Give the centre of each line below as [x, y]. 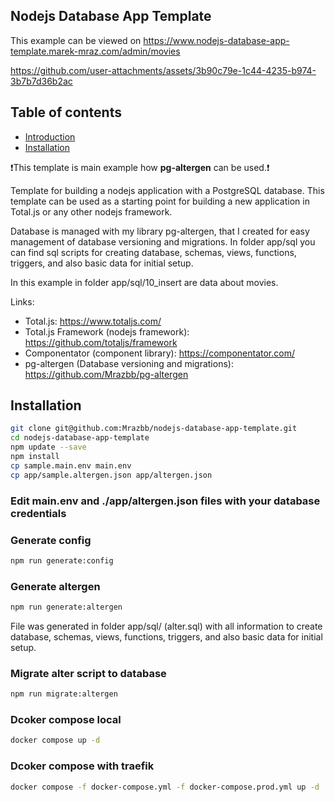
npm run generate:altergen [66, 607]
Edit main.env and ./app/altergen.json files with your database [165, 501]
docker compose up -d [55, 740]
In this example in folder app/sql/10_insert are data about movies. [144, 282]
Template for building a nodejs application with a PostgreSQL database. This [167, 190]
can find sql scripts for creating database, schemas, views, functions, [153, 252]
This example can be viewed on [76, 40]
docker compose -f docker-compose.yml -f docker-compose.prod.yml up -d [165, 787]
